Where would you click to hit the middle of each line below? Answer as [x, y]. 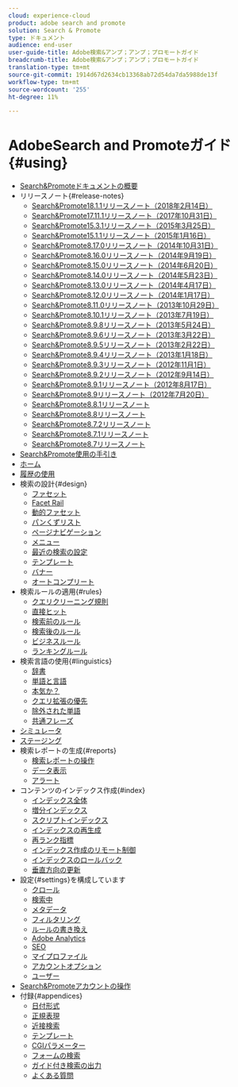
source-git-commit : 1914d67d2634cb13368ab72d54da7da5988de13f [113, 75]
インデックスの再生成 [66, 830]
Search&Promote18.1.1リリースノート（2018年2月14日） [122, 206]
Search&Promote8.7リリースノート [88, 444]
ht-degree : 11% [33, 97]
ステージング [40, 741]
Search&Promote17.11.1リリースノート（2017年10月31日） [124, 216]
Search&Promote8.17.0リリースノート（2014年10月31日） [125, 246]
